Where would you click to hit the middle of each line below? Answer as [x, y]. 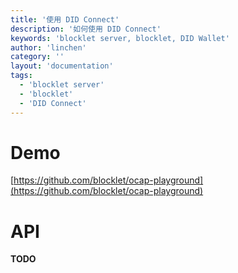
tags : [21, 76]
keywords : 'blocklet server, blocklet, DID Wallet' [120, 38]
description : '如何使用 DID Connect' [86, 29]
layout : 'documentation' [62, 66]
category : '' [37, 57]
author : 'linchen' [48, 47]
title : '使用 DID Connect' [65, 19]
